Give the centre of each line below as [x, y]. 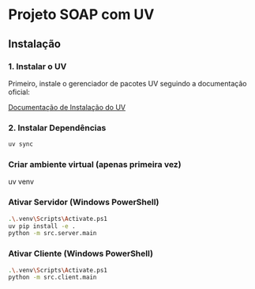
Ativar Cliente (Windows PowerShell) [81, 253]
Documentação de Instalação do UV [67, 107]
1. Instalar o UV [37, 67]
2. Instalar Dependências [57, 127]
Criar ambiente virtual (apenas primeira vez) [95, 164]
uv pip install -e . [42, 226]
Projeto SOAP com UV [81, 15]
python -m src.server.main [52, 234]
